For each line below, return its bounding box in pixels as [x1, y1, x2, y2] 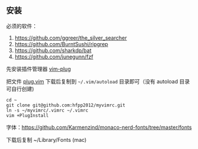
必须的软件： [6, 22, 37, 30]
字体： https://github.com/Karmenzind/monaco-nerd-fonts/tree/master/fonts [6, 124, 192, 131]
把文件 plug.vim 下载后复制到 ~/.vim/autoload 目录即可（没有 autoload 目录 [6, 77, 190, 85]
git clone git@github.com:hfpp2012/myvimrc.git [6, 102, 126, 108]
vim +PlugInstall [6, 112, 49, 118]
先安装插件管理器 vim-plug [6, 65, 71, 72]
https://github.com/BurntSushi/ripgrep [14, 40, 108, 47]
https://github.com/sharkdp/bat [14, 47, 92, 54]
